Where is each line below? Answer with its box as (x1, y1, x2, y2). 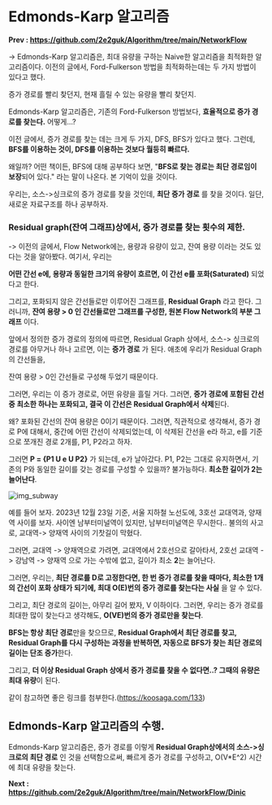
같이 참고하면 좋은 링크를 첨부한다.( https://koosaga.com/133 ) (8, 693, 205, 702)
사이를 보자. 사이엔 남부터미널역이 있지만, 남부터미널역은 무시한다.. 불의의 (16, 518, 249, 527)
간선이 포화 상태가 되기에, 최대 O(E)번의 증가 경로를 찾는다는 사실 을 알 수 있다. (16, 583, 262, 593)
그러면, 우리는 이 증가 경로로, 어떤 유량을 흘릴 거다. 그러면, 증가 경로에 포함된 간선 (8, 389, 265, 399)
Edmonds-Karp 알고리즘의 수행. (8, 719, 165, 733)
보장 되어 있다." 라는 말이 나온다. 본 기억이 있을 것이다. (8, 172, 178, 182)
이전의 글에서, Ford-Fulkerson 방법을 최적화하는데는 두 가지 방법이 (45, 62, 257, 72)
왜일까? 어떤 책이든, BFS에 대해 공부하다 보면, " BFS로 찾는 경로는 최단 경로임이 (8, 161, 257, 171)
